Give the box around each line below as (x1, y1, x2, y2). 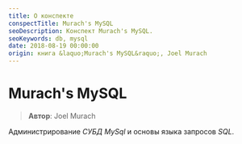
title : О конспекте (8, 11, 74, 20)
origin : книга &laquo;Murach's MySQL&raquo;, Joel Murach (8, 49, 207, 57)
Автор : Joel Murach (27, 111, 96, 121)
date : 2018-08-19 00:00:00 (8, 42, 99, 50)
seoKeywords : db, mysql (8, 34, 89, 43)
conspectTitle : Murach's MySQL (8, 19, 114, 28)
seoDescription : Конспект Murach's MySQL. (8, 27, 153, 35)
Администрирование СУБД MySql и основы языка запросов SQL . (8, 126, 235, 136)
